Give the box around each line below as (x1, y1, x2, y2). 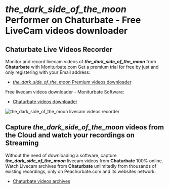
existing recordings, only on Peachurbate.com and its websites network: (5, 168, 156, 174)
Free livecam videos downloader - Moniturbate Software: (5, 89, 124, 94)
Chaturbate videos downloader (12, 99, 77, 105)
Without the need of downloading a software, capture (5, 152, 117, 158)
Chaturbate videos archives (12, 178, 71, 184)
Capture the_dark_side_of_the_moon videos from (5, 123, 164, 132)
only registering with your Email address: (5, 69, 91, 75)
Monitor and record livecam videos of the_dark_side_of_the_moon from (5, 59, 156, 64)
